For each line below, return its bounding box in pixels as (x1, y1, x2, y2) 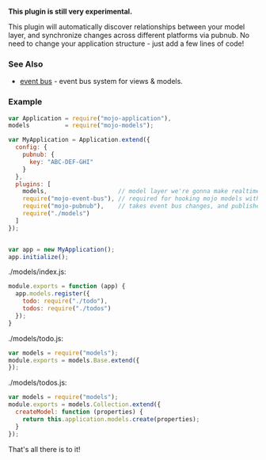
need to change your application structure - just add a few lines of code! (8, 39, 245, 48)
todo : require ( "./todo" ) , (22, 297, 108, 306)
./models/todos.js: (8, 378, 67, 387)
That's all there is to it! (8, 444, 81, 454)
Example (8, 97, 43, 108)
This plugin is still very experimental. (8, 7, 133, 16)
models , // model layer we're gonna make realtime (22, 188, 260, 196)
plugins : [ (15, 180, 51, 188)
